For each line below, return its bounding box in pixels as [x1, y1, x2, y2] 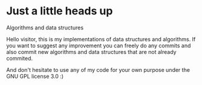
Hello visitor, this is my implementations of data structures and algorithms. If [6, 35, 196, 42]
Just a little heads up [6, 4, 113, 18]
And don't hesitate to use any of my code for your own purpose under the [6, 66, 191, 73]
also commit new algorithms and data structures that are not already [6, 48, 177, 55]
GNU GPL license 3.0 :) [6, 72, 64, 80]
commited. [6, 54, 33, 62]
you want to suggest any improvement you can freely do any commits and [6, 42, 191, 49]
